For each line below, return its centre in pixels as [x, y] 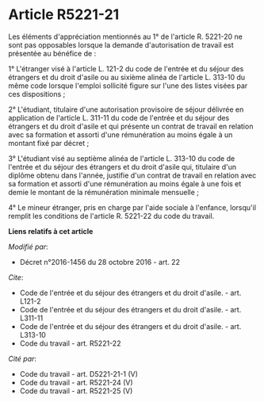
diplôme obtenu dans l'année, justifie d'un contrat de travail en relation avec [132, 175]
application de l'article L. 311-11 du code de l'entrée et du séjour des [119, 117]
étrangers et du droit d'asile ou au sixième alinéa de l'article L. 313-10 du [127, 77]
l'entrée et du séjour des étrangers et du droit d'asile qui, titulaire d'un [122, 167]
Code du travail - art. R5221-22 [70, 343]
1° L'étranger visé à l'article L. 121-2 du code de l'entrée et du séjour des [126, 68]
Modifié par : [29, 247]
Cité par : [23, 358]
